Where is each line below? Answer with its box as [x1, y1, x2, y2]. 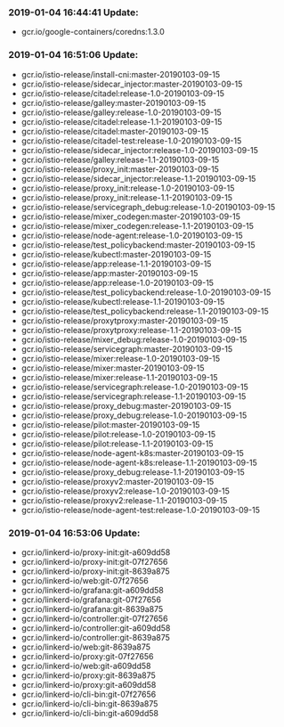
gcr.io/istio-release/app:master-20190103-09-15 [20, 267, 199, 278]
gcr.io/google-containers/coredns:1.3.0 [20, 27, 166, 37]
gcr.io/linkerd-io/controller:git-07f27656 [20, 613, 168, 624]
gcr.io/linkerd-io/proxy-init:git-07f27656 [20, 556, 168, 567]
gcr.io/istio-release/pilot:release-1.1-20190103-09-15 [20, 438, 214, 449]
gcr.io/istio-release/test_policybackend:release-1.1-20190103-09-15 [20, 306, 269, 316]
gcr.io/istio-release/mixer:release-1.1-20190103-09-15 [20, 372, 219, 382]
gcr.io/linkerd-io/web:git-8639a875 [20, 641, 151, 652]
